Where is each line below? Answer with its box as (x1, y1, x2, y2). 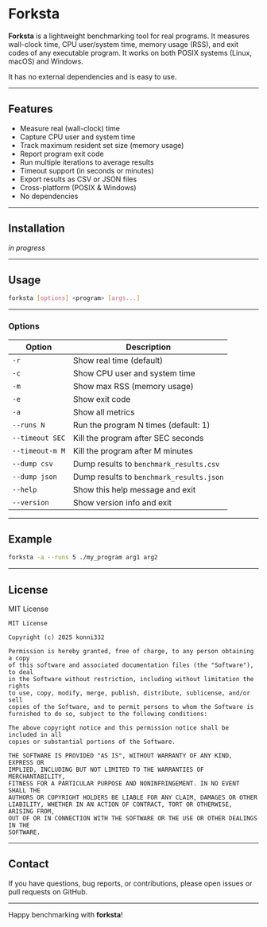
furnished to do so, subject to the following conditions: (8, 710, 208, 719)
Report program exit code (19, 149, 105, 158)
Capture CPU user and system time (19, 132, 136, 142)
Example (8, 532, 52, 546)
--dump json (12, 472, 58, 481)
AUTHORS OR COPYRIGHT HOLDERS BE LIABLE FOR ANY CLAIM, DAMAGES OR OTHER (8, 793, 258, 802)
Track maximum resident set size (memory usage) (19, 140, 184, 150)
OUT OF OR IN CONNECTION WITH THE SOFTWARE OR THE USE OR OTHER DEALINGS (8, 815, 258, 823)
